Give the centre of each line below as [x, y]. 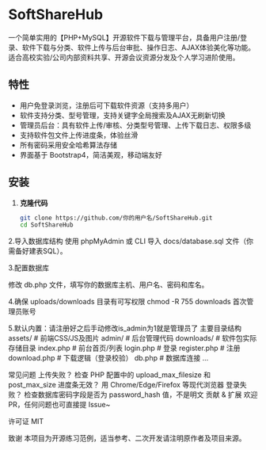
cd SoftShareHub [46, 225]
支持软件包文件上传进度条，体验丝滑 [79, 135]
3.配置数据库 [29, 268]
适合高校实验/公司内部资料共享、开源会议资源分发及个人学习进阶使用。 [124, 57]
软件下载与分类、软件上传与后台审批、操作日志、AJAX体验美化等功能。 [139, 47]
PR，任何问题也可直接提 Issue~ [59, 405]
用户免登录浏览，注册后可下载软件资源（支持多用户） [106, 105]
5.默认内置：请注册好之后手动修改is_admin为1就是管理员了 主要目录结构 [125, 328]
